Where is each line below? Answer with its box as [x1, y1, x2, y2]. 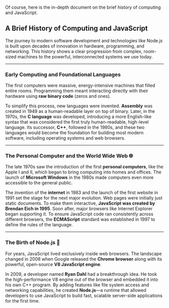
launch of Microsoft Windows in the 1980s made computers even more [5, 174, 154, 180]
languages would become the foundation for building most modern [5, 130, 144, 136]
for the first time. [5, 297, 40, 304]
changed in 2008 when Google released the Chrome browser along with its [5, 256, 162, 262]
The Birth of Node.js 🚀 [5, 239, 60, 246]
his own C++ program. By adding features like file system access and [5, 282, 149, 288]
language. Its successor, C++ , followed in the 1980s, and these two [5, 125, 145, 131]
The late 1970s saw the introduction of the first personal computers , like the [5, 164, 163, 170]
